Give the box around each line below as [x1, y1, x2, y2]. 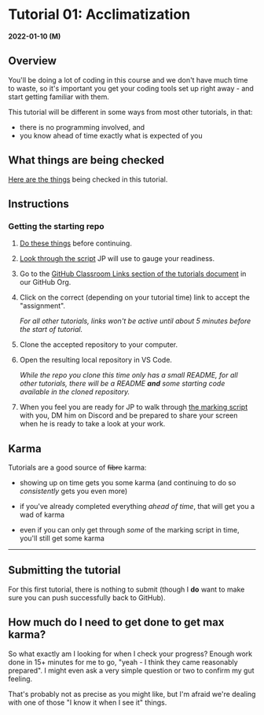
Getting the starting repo [8, 220, 104, 231]
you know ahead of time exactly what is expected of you [19, 131, 203, 140]
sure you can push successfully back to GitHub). [8, 592, 167, 603]
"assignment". [19, 301, 65, 311]
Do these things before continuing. [19, 238, 132, 249]
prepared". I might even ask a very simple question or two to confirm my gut [8, 665, 255, 675]
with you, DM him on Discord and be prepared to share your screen [19, 411, 238, 420]
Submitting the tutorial [8, 564, 121, 577]
